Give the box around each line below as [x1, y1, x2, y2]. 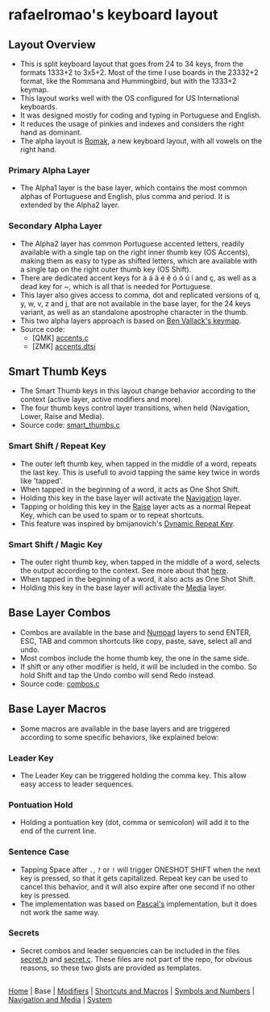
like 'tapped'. [19, 475, 63, 485]
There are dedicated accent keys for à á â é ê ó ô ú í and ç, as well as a [19, 272, 256, 283]
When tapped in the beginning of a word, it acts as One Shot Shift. [19, 484, 240, 494]
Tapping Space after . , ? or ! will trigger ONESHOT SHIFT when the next [19, 865, 260, 874]
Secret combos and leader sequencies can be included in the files [19, 945, 240, 956]
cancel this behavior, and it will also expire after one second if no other [19, 881, 255, 891]
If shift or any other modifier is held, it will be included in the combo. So [19, 662, 257, 671]
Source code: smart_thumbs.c [19, 421, 121, 430]
